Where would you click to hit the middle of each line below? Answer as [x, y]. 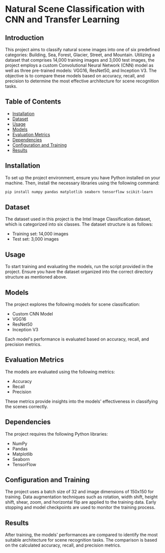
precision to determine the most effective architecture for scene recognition [82, 81]
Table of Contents [33, 102]
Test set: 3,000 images [35, 239]
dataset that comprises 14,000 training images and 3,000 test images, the [80, 60]
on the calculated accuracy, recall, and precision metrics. [63, 545]
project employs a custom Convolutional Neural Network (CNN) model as [79, 65]
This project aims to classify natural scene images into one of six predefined [82, 50]
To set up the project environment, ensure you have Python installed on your [83, 177]
